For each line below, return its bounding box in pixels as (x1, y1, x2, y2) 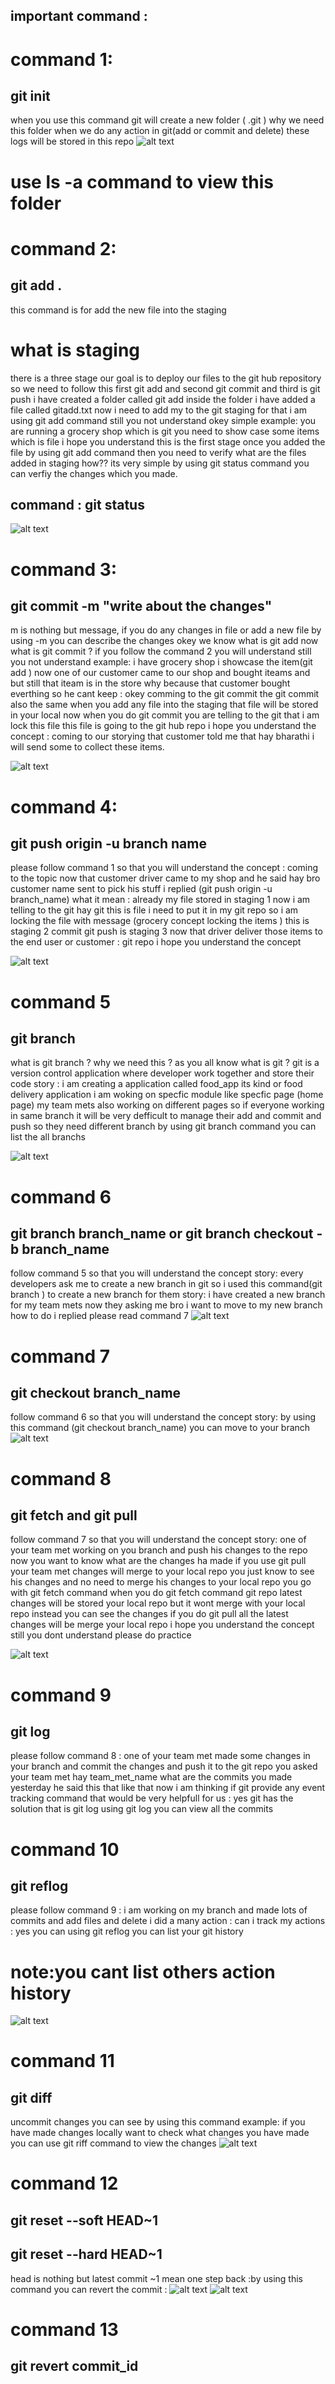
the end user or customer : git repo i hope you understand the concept (10, 936, 302, 948)
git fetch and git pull (10, 1507, 138, 1524)
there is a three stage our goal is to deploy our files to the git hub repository (10, 372, 322, 384)
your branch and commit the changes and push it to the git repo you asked (10, 1760, 318, 1773)
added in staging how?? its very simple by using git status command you (10, 457, 310, 469)
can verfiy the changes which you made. (10, 467, 178, 479)
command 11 (10, 2050, 115, 2073)
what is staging (10, 339, 141, 361)
